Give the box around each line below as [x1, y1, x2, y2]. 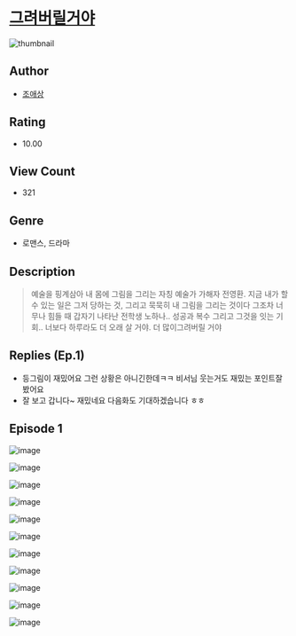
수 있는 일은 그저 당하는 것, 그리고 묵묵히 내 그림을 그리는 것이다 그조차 [30, 300, 275, 310]
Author [9, 64, 49, 79]
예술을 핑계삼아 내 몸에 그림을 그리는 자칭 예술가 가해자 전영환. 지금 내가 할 [30, 289, 289, 299]
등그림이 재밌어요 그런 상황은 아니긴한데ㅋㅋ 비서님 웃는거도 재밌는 [21, 373, 253, 383]
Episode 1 [9, 421, 64, 436]
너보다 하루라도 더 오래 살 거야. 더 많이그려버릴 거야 [44, 322, 222, 333]
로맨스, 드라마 [21, 238, 71, 248]
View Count [9, 163, 75, 178]
